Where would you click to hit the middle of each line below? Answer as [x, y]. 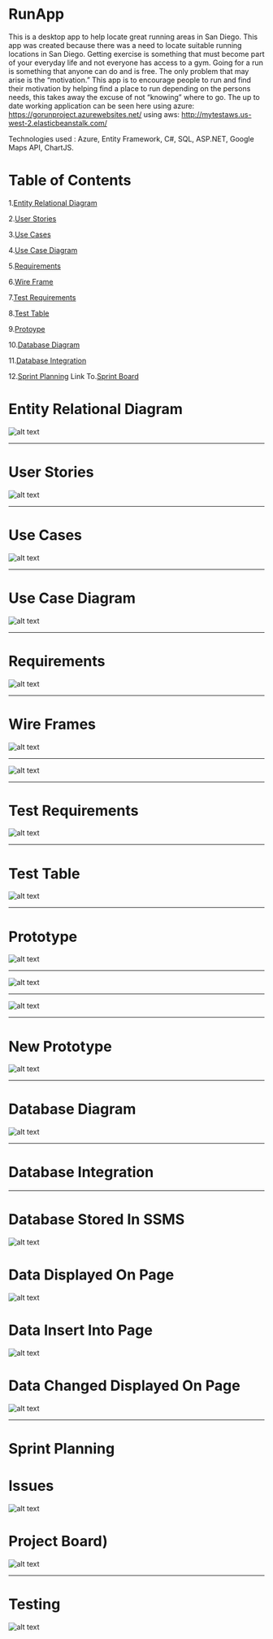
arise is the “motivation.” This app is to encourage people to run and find [130, 80]
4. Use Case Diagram [43, 250]
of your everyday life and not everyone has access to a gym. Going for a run [136, 63]
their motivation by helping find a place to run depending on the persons [130, 88]
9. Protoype [27, 329]
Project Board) [58, 1541]
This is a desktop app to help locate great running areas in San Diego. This [133, 37]
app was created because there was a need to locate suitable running [125, 45]
